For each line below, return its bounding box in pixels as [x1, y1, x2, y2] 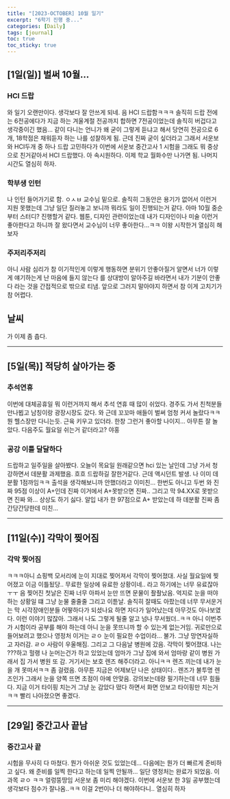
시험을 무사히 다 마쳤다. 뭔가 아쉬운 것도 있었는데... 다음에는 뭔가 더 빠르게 [7, 759, 204, 767]
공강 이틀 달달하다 [7, 444, 63, 454]
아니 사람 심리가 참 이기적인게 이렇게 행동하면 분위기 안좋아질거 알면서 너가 [7, 265, 207, 273]
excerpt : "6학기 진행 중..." [7, 16, 84, 23]
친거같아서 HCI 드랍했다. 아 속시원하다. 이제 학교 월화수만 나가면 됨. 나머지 [19, 151, 218, 159]
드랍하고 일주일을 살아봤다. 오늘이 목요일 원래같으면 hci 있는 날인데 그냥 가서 [7, 461, 211, 469]
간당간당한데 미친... [7, 504, 59, 513]
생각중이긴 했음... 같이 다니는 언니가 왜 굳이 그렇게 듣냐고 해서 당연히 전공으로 [7, 125, 214, 134]
